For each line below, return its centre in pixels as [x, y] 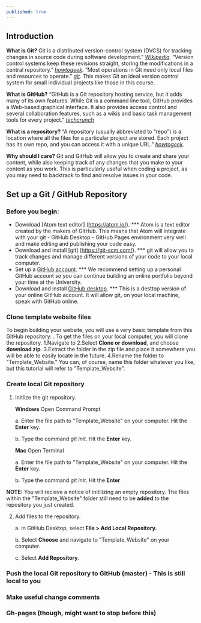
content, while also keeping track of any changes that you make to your [94, 163]
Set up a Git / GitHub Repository [67, 194]
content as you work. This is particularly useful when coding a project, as [97, 169]
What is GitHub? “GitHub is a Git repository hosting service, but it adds [94, 95]
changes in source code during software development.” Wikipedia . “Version [100, 57]
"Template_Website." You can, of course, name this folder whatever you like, [100, 362]
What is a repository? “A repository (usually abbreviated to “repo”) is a [94, 132]
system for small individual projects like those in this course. [81, 83]
